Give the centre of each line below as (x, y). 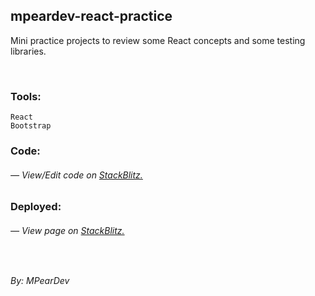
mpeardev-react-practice (91, 16)
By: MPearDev (40, 281)
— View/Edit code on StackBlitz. (76, 175)
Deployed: (36, 207)
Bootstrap (31, 126)
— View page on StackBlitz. (67, 230)
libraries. (28, 51)
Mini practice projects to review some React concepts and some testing (158, 40)
